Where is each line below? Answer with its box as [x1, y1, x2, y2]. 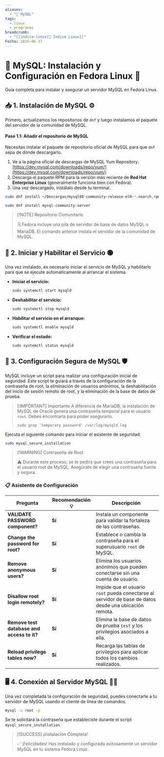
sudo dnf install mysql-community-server [5, 203, 91, 208]
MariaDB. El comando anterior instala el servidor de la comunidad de [17, 228, 155, 235]
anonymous [7, 566, 36, 573]
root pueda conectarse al [96, 590, 155, 597]
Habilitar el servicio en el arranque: [12, 315, 85, 321]
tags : [5, 16, 16, 21]
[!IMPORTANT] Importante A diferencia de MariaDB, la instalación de [17, 403, 155, 409]
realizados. [96, 661, 121, 668]
